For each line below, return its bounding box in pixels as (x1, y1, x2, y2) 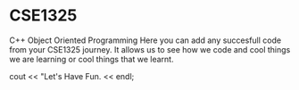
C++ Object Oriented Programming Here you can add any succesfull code (9, 35, 282, 45)
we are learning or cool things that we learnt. (9, 53, 174, 64)
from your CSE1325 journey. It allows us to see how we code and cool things (9, 44, 291, 54)
